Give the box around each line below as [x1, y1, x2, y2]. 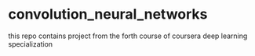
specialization [8, 39, 53, 48]
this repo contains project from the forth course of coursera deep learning [8, 31, 248, 40]
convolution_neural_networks [8, 5, 208, 23]
